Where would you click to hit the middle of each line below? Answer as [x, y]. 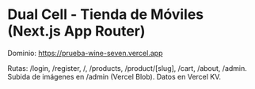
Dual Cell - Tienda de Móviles [106, 15]
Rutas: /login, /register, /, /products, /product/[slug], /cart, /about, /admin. [127, 68]
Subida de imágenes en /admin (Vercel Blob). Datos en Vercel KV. [114, 76]
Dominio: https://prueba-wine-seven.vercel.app [85, 53]
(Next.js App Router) [76, 31]
